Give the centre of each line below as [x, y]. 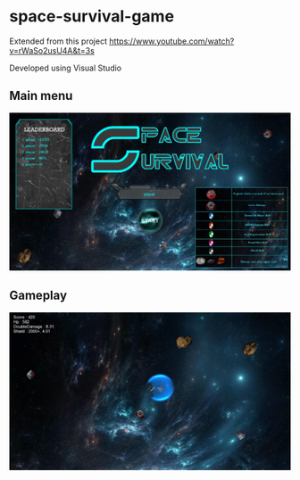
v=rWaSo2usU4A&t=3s [52, 50]
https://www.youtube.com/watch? [171, 41]
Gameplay [38, 296]
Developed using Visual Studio [66, 68]
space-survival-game [92, 17]
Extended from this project [58, 41]
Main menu [41, 96]
